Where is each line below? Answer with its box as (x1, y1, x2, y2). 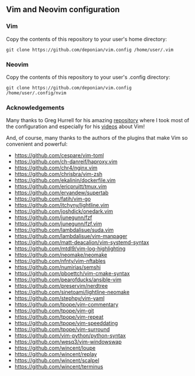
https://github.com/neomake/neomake (14, 251, 107, 258)
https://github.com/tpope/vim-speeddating (14, 320, 119, 327)
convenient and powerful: (6, 140, 68, 148)
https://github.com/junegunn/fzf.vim (14, 220, 102, 227)
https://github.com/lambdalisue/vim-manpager (14, 233, 127, 240)
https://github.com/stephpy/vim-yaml (14, 295, 105, 302)
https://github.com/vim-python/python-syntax (14, 332, 126, 339)
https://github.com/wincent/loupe (14, 344, 96, 351)
